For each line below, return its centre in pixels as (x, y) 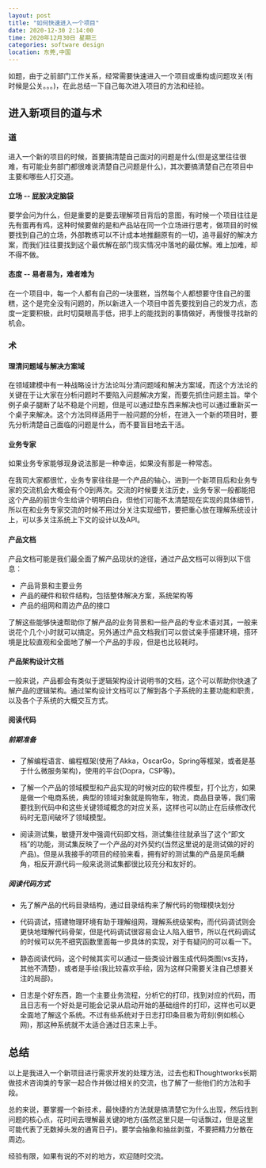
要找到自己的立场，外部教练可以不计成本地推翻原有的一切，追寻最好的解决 (129, 235)
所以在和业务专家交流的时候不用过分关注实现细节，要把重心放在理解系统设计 (133, 510)
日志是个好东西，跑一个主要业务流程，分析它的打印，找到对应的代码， (134, 995)
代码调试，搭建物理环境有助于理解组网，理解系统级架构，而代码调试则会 (137, 922)
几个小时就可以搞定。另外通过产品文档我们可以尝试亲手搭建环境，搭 (140, 632)
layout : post (30, 15)
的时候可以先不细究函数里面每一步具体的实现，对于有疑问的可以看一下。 (137, 942)
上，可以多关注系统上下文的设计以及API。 (76, 520)
